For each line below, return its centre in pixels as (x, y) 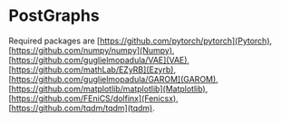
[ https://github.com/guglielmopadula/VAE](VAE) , (99, 60)
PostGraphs (54, 16)
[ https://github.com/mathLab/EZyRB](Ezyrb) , (92, 70)
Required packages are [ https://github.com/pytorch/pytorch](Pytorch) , (140, 41)
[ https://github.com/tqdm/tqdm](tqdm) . (82, 108)
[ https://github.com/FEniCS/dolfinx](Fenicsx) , (93, 98)
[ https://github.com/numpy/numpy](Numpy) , (92, 50)
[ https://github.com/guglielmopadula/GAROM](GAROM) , (113, 79)
